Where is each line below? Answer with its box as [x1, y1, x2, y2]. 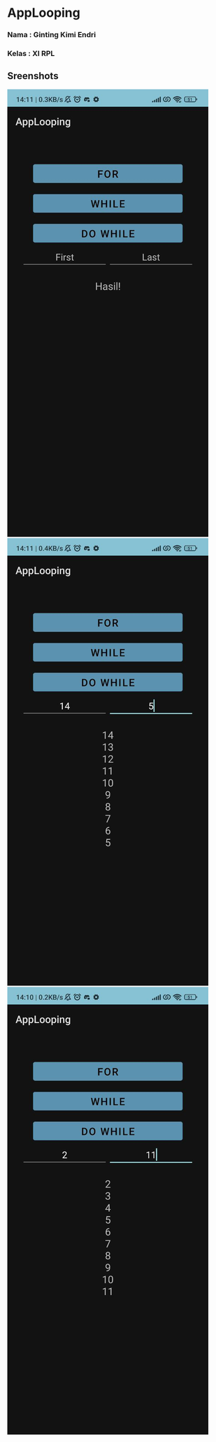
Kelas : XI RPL [7, 49, 55, 59]
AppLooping [7, 5, 80, 21]
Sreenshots [7, 70, 59, 82]
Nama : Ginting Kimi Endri [7, 30, 96, 40]
